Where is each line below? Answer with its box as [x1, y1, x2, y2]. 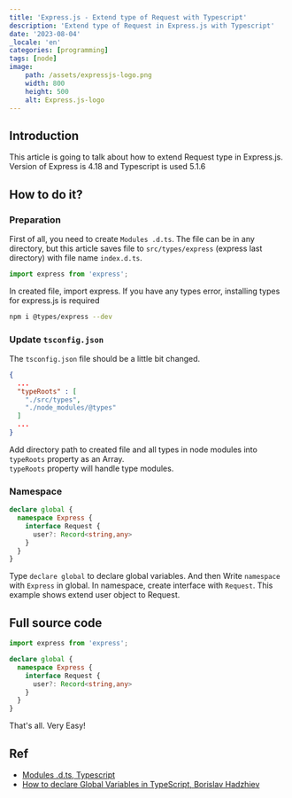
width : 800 [25, 79, 65, 88]
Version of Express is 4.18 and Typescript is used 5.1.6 [9, 161, 206, 172]
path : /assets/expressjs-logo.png [25, 71, 152, 80]
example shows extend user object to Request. [9, 590, 181, 600]
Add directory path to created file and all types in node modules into [9, 444, 258, 455]
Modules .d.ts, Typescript [21, 769, 116, 780]
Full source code [9, 615, 103, 630]
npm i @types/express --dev [9, 312, 113, 321]
